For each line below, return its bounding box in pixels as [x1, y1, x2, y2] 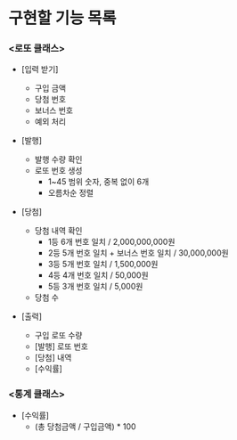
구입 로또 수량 [34, 330, 83, 341]
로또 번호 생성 [34, 166, 83, 176]
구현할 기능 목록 [8, 8, 117, 29]
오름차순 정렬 [47, 188, 94, 199]
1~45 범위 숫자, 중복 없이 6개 [47, 176, 150, 187]
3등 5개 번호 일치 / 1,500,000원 [47, 259, 159, 270]
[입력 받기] [20, 64, 59, 75]
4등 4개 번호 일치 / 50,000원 [47, 270, 149, 281]
